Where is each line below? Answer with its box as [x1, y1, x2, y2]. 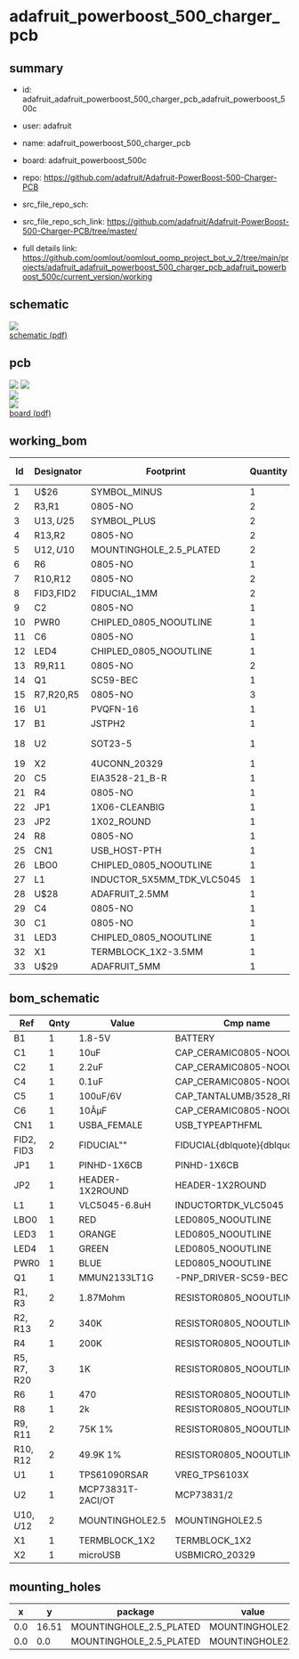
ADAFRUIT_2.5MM [90, 888, 169, 901]
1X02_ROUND [90, 815, 151, 828]
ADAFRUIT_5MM [90, 960, 161, 973]
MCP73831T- [78, 1483, 140, 1496]
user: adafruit [21, 120, 72, 131]
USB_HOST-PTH [90, 845, 162, 857]
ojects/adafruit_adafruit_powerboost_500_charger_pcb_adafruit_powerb [21, 262, 287, 273]
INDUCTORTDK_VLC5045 [174, 1199, 285, 1212]
